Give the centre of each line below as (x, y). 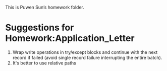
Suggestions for (40, 28)
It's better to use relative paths (44, 63)
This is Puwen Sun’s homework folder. (45, 7)
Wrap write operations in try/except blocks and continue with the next (85, 52)
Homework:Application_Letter (70, 39)
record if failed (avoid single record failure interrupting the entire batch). (87, 57)
